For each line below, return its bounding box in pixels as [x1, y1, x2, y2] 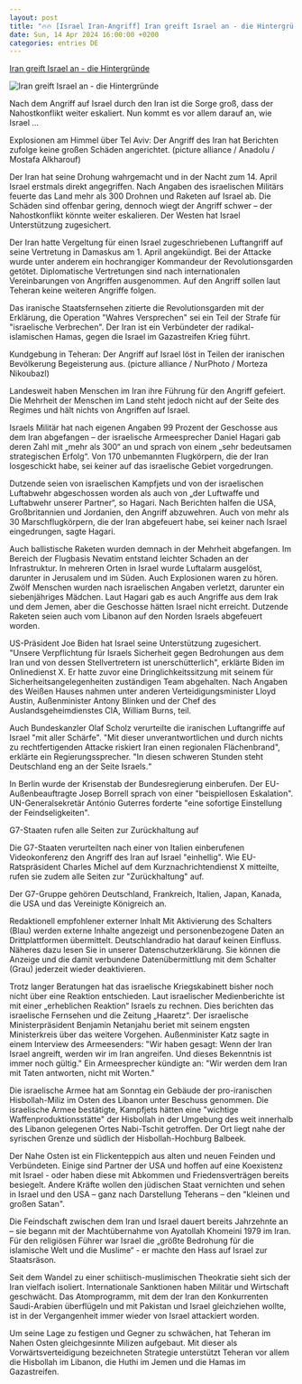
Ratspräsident [9, 862, 61, 873]
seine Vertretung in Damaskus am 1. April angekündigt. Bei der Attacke [9, 247, 272, 257]
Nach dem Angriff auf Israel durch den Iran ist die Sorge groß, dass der [9, 98, 274, 109]
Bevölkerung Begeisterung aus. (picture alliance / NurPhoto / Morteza [9, 359, 269, 369]
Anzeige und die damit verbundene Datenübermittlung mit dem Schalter [9, 954, 277, 965]
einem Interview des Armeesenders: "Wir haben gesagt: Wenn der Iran [9, 1039, 272, 1050]
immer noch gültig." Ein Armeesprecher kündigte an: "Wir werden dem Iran [9, 1058, 288, 1069]
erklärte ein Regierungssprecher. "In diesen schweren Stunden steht [9, 752, 263, 762]
